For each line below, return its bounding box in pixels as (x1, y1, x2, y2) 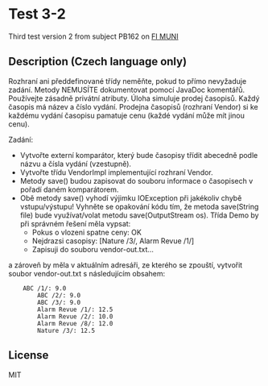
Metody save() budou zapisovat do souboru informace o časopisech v (19, 176, 254, 185)
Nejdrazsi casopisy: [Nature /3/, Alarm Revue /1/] (31, 235, 195, 246)
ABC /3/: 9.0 (37, 298, 81, 306)
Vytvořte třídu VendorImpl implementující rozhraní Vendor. (19, 167, 213, 177)
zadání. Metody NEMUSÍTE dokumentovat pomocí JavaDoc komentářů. (8, 85, 245, 94)
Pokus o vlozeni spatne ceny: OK (31, 227, 142, 237)
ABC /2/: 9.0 (37, 291, 81, 299)
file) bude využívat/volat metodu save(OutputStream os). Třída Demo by (19, 210, 259, 220)
